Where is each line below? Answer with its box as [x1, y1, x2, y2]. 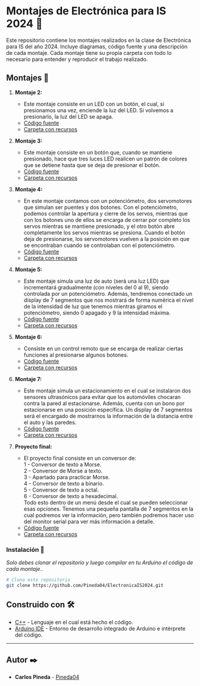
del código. [14, 631, 43, 638]
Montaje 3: [14, 137, 43, 144]
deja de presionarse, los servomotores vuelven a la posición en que [23, 235, 190, 242]
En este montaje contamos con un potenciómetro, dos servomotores [23, 197, 192, 204]
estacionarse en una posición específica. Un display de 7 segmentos [23, 406, 193, 413]
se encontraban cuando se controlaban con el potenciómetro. [23, 242, 176, 249]
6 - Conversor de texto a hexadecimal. [23, 492, 118, 499]
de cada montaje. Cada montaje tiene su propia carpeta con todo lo [6, 49, 172, 56]
